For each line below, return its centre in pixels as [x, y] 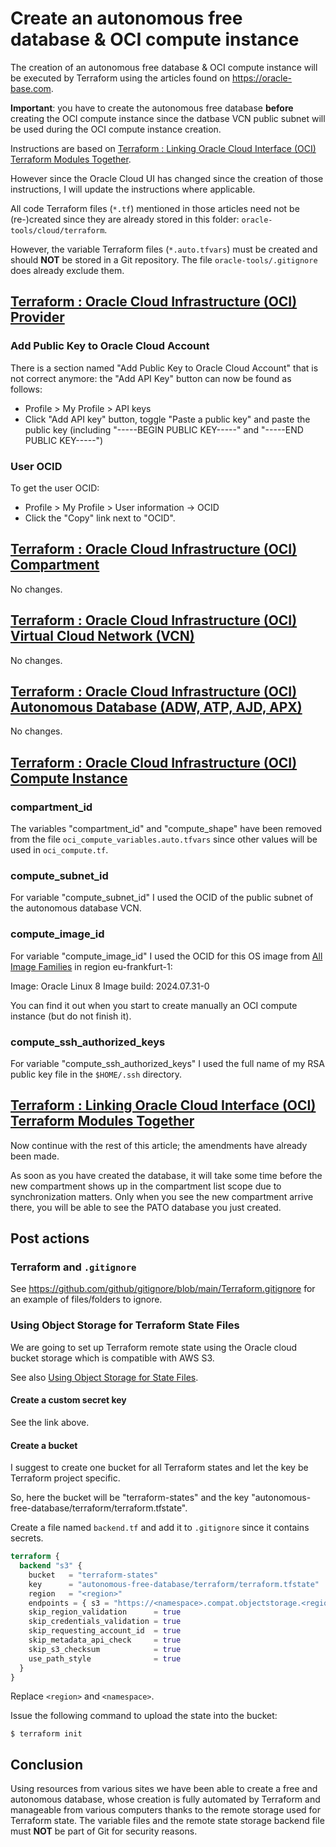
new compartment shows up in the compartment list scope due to [146, 1186]
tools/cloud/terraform [57, 230]
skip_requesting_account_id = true [105, 1631]
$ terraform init [46, 1734]
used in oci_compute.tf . [59, 850]
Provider [37, 317]
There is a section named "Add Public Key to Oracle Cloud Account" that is [164, 368]
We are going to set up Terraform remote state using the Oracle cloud [154, 1347]
